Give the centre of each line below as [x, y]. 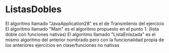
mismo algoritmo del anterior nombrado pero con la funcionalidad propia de [85, 40]
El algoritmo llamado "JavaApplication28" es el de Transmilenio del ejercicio [85, 23]
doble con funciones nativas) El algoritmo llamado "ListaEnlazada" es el [80, 34]
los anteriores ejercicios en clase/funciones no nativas [62, 45]
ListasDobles [34, 9]
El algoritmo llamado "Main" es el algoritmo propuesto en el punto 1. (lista [82, 29]
